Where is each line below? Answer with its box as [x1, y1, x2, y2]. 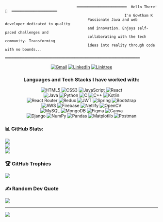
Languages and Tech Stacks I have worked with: [23, 76, 140, 83]
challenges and [17, 30, 49, 35]
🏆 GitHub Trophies [5, 160, 51, 167]
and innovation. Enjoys [87, 26, 136, 31]
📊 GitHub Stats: [5, 125, 44, 132]
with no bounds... [5, 47, 42, 52]
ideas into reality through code [87, 43, 155, 48]
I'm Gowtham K [124, 13, 153, 18]
